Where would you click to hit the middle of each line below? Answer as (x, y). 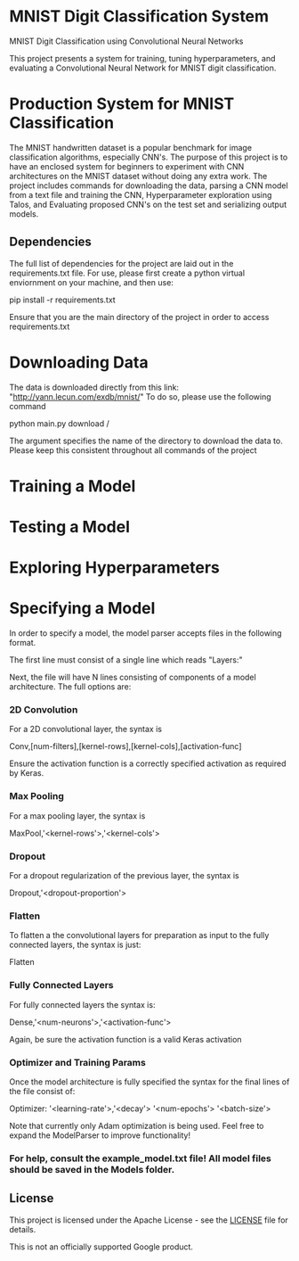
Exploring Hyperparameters (114, 568)
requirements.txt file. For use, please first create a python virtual (127, 273)
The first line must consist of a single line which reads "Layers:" (126, 660)
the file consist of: (42, 1091)
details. (23, 1229)
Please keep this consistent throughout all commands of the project (133, 450)
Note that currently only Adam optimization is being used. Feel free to (137, 1125)
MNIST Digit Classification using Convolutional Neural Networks (126, 41)
